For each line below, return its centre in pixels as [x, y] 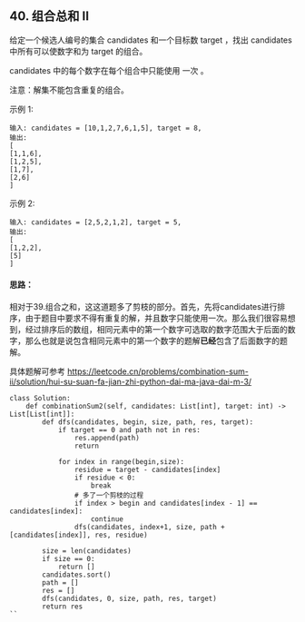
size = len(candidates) [87, 551]
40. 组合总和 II [49, 16]
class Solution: [40, 399]
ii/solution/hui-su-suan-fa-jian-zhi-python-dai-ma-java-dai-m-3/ [131, 382]
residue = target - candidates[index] [148, 470]
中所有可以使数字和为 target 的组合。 [79, 51]
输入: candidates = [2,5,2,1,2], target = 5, [95, 222]
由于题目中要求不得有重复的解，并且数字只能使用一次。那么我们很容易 [156, 318]
